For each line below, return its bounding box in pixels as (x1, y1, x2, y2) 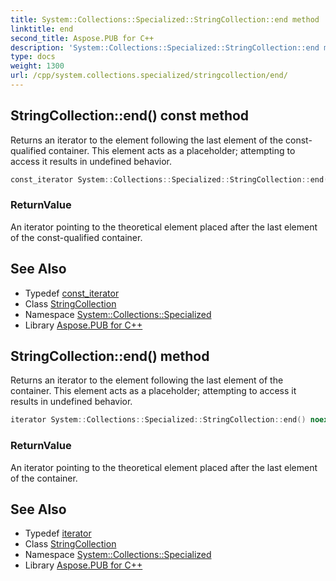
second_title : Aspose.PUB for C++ (10, 33, 155, 43)
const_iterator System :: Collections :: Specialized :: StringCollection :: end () (10, 174, 333, 185)
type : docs (10, 52, 56, 62)
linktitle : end (10, 24, 74, 34)
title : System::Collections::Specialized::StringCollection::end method (10, 14, 320, 25)
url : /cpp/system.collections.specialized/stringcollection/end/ (10, 71, 288, 81)
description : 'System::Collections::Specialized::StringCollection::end (10, 42, 320, 53)
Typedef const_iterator (24, 287, 120, 299)
